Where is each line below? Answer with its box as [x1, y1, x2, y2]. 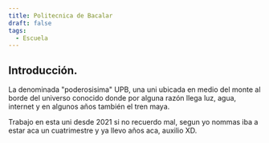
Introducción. [8, 63, 78, 77]
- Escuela [15, 34, 48, 42]
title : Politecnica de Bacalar [8, 11, 113, 20]
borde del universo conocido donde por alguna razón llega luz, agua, [8, 93, 237, 103]
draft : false [8, 19, 52, 27]
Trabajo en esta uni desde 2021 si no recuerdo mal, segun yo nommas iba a [8, 117, 259, 127]
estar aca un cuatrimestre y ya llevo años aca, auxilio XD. [8, 125, 198, 136]
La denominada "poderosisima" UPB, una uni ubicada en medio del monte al [8, 85, 261, 94]
